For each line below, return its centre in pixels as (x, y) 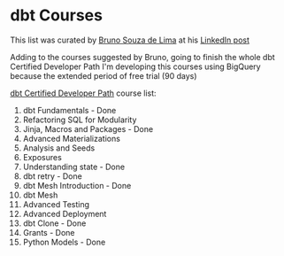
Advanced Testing (56, 204)
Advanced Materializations (71, 138)
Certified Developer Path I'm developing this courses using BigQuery (135, 66)
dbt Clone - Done (54, 223)
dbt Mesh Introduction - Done (77, 185)
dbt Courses (56, 16)
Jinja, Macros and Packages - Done (88, 128)
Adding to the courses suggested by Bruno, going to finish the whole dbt (142, 57)
